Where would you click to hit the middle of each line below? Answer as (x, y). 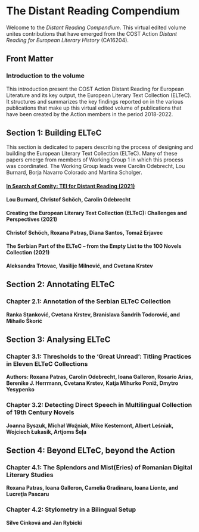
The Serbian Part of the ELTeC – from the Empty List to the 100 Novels (94, 246)
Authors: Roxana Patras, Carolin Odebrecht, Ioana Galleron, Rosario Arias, (100, 377)
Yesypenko (20, 390)
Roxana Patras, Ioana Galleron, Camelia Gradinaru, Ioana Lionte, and (92, 488)
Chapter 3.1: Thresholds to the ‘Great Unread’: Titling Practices (99, 357)
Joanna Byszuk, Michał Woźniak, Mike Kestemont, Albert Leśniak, (90, 425)
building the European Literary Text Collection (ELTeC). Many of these (92, 154)
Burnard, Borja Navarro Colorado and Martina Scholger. (74, 172)
